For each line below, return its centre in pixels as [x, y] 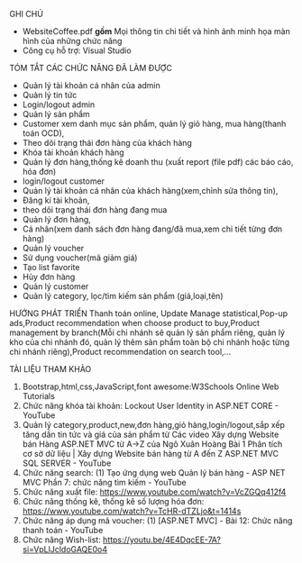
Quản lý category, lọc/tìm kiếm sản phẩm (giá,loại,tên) [123, 296]
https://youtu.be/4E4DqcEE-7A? [161, 540]
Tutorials [39, 396]
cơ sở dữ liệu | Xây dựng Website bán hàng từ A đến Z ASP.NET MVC [151, 454]
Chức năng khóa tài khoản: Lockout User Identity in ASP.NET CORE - [151, 406]
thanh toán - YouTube [63, 530]
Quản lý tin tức [50, 95]
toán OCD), [43, 133]
